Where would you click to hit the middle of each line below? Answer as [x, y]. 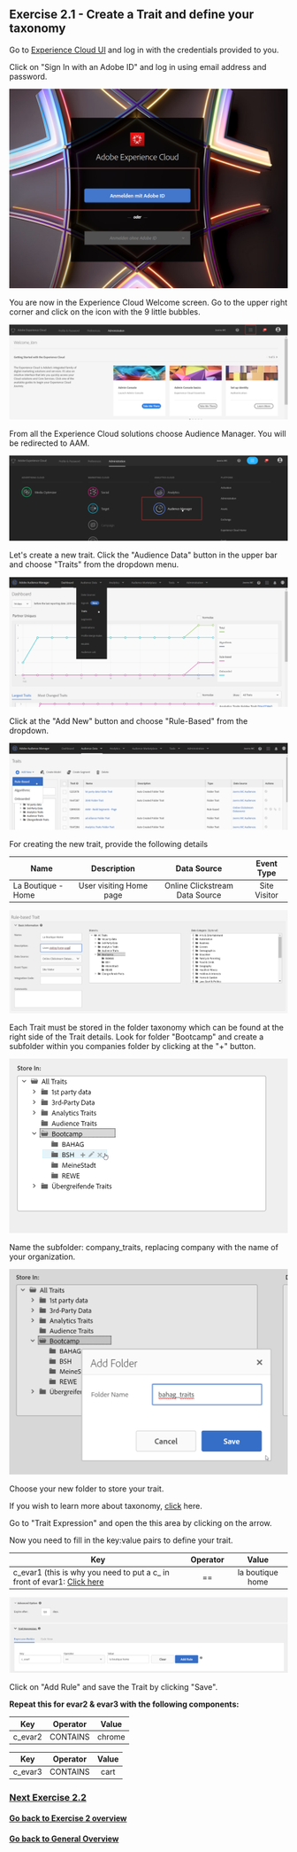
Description [113, 868]
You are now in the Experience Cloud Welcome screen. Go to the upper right [148, 302]
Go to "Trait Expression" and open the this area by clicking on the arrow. [141, 1522]
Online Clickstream [199, 886]
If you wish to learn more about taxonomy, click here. [106, 1506]
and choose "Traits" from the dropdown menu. [94, 564]
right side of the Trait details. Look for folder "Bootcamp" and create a [137, 1037]
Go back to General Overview [64, 1839]
